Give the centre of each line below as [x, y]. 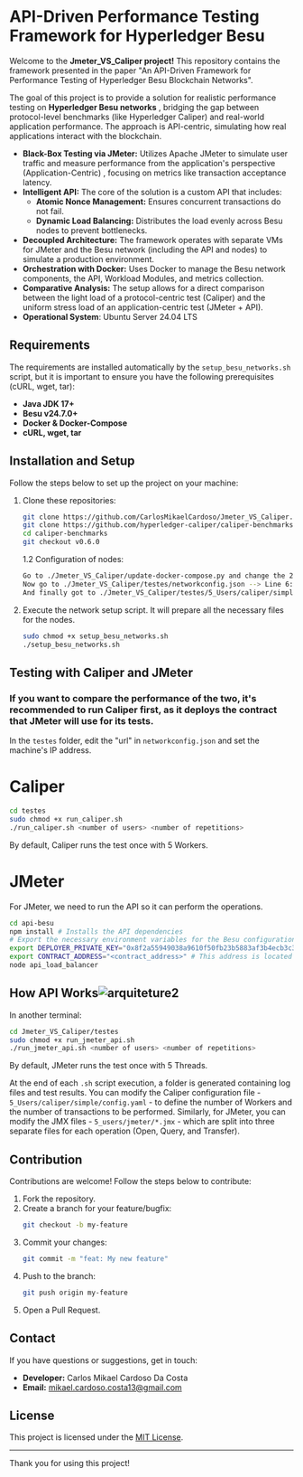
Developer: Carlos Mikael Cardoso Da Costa [105, 1378]
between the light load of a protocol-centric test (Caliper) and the [144, 297]
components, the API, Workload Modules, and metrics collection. [143, 278]
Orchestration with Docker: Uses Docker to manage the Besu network [154, 268]
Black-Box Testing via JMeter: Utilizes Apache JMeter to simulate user [155, 153]
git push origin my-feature [75, 1293]
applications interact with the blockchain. [86, 136]
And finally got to [59, 593]
